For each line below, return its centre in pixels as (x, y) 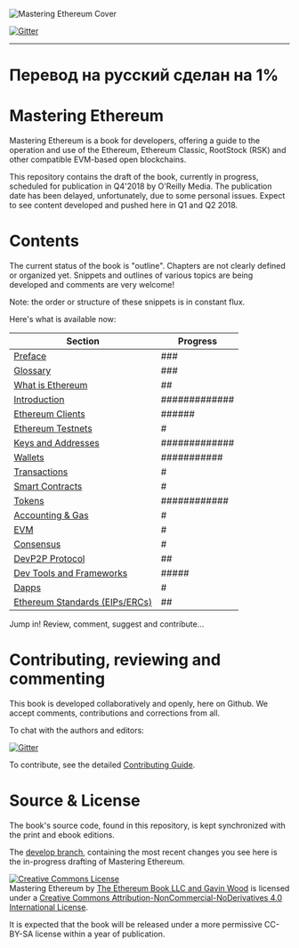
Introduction (39, 400)
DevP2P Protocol (49, 559)
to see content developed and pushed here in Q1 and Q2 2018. (124, 206)
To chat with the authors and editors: (77, 730)
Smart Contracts (48, 487)
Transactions (41, 472)
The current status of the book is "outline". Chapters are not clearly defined (148, 266)
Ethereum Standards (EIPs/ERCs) (83, 603)
